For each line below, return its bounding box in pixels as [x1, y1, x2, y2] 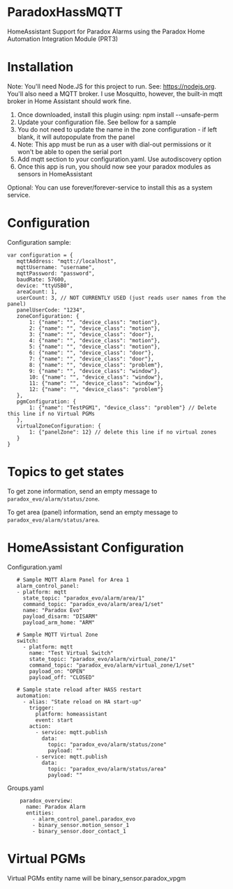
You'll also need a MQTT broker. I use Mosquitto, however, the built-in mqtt [7, 89, 223, 98]
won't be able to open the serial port [17, 147, 122, 155]
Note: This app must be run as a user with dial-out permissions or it [17, 140, 211, 149]
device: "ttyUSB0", [16, 282, 73, 289]
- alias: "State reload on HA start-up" [22, 698, 142, 705]
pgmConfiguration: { [16, 398, 77, 405]
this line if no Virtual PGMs [7, 410, 96, 417]
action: [29, 722, 52, 729]
